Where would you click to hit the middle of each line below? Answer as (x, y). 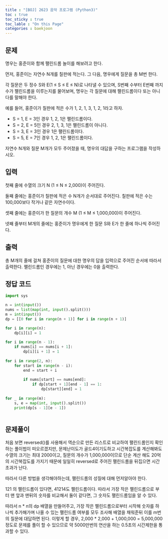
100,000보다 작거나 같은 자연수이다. (40, 202)
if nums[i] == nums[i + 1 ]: (43, 347)
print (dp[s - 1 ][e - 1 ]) (40, 408)
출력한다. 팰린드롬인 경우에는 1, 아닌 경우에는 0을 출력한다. (62, 266)
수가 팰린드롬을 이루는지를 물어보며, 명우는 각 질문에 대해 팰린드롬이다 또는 (78, 91)
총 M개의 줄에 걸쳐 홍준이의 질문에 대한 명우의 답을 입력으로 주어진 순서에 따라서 (83, 260)
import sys (17, 296)
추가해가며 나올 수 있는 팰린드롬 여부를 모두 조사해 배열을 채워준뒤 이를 (83, 512)
